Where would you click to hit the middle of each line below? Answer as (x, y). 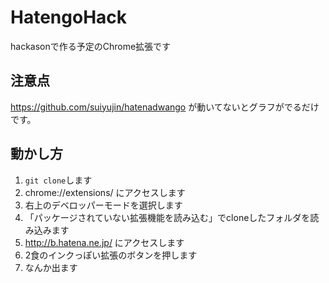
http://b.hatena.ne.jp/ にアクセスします (104, 242)
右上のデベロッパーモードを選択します (103, 205)
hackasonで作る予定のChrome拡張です (91, 46)
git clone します (58, 180)
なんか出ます (51, 267)
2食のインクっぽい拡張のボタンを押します (111, 255)
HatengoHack (69, 17)
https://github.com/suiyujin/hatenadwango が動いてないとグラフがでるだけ (165, 107)
